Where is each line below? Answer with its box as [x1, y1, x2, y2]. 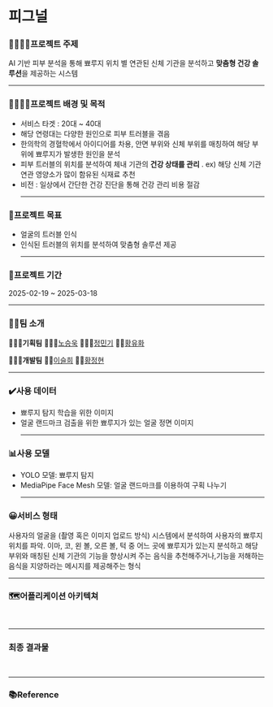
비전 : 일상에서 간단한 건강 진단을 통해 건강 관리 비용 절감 [19, 180, 201, 189]
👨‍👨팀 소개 [8, 318, 45, 329]
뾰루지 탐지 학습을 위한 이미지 [19, 407, 114, 417]
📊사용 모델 [8, 448, 50, 459]
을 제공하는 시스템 [21, 68, 79, 78]
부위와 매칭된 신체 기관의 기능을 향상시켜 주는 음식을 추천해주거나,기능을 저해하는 [8, 550, 265, 561]
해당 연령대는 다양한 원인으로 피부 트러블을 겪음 [19, 128, 171, 138]
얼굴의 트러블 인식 [19, 229, 77, 240]
